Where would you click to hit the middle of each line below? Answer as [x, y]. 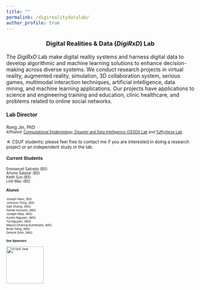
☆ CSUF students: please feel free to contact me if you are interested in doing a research [98, 142]
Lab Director [22, 115]
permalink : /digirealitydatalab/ [48, 17]
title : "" [19, 12]
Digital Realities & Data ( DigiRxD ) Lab [100, 44]
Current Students [24, 159]
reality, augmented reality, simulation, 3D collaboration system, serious [93, 76]
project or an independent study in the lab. [50, 147]
